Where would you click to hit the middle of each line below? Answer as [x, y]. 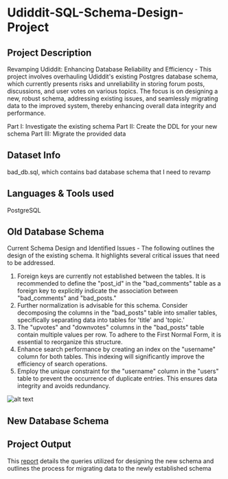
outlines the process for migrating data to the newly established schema [109, 468]
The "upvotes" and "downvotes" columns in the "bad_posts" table [111, 328]
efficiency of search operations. [62, 364]
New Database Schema [58, 421]
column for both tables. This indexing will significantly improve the [111, 356]
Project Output [39, 444]
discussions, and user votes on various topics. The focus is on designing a [113, 91]
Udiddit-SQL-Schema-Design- [95, 13]
